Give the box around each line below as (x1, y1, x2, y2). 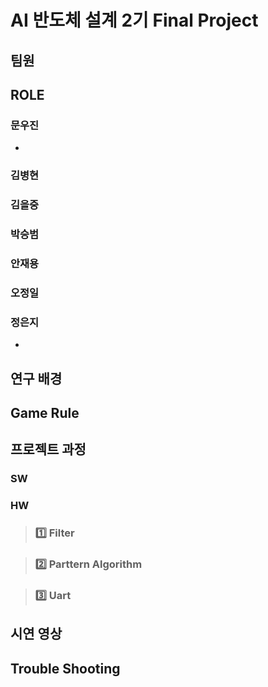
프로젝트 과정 (10, 441, 87, 458)
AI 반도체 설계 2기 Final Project (10, 9, 259, 32)
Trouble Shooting (10, 660, 121, 677)
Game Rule (10, 404, 80, 421)
